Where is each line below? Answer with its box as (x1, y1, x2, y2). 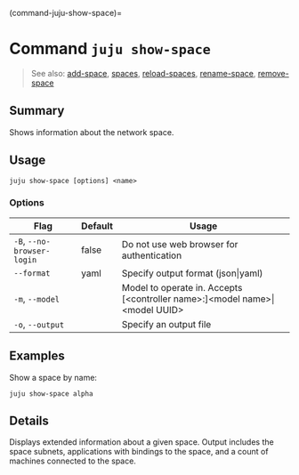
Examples (9, 349, 65, 364)
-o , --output (13, 318, 65, 330)
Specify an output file (121, 318, 212, 330)
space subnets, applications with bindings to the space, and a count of (9, 447, 269, 457)
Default (81, 220, 114, 232)
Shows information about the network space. (9, 126, 174, 137)
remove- (257, 68, 289, 78)
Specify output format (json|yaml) (121, 267, 263, 279)
